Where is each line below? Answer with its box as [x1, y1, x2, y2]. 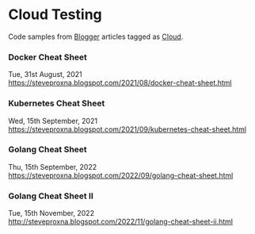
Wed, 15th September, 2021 [8, 116, 97, 125]
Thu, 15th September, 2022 [8, 162, 97, 171]
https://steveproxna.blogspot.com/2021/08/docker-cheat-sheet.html [8, 78, 232, 88]
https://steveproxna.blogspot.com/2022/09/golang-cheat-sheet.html [8, 171, 234, 180]
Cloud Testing [8, 6, 103, 24]
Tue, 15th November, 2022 [8, 209, 95, 218]
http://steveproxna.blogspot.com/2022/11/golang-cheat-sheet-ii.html [8, 217, 234, 227]
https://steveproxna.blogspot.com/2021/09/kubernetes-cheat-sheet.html [8, 125, 247, 134]
